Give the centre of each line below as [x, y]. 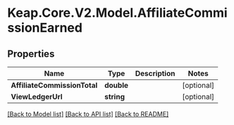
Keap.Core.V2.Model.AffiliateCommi [117, 13]
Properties [31, 54]
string [115, 97]
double [117, 85]
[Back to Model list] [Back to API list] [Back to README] [88, 114]
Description [155, 73]
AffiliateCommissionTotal [54, 85]
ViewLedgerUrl [37, 97]
